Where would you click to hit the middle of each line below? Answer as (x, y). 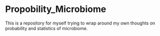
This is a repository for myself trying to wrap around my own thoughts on (80, 23)
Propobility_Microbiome (56, 9)
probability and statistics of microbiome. (47, 28)
